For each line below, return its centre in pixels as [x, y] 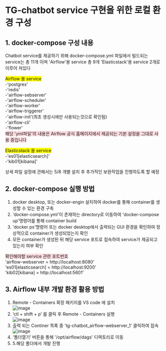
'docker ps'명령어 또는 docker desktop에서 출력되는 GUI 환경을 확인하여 [84, 227]
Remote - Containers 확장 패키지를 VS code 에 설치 [64, 302]
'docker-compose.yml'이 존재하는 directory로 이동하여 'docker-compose [86, 214]
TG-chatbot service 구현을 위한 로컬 [78, 10]
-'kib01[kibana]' [21, 161]
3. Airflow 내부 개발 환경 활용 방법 [55, 289]
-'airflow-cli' [18, 122]
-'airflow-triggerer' [24, 111]
